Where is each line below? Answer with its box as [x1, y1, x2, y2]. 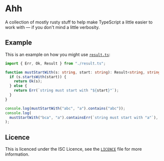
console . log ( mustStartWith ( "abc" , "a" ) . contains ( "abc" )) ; [5, 106, 125, 111]
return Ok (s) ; [14, 79, 42, 84]
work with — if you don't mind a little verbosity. [5, 24, 100, 30]
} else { [9, 84, 27, 89]
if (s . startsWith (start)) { [9, 74, 67, 79]
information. [5, 151, 30, 157]
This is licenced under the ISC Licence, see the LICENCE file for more [5, 146, 142, 152]
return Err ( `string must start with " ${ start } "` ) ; [14, 88, 119, 93]
